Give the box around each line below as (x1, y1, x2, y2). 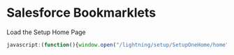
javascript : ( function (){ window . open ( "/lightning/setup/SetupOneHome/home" (6, 41, 229, 48)
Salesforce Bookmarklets (6, 5, 156, 21)
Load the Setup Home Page (6, 28, 87, 36)
